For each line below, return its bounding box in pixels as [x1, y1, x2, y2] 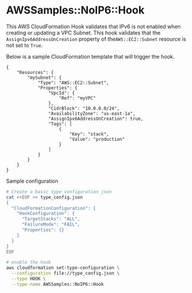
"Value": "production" [69, 136, 125, 142]
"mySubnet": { [27, 75, 62, 80]
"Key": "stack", [69, 131, 110, 137]
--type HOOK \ [11, 276, 46, 282]
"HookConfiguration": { [16, 211, 75, 217]
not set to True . [6, 42, 43, 49]
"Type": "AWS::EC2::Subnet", [37, 80, 110, 86]
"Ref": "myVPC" [58, 95, 96, 101]
